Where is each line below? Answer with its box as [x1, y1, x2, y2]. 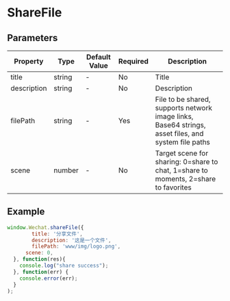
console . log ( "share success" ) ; [19, 262, 109, 270]
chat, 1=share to [155, 166, 209, 175]
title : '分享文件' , [31, 231, 84, 237]
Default [86, 53, 111, 62]
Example [7, 206, 45, 218]
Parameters [7, 32, 58, 44]
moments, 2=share [155, 174, 216, 183]
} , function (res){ [13, 256, 66, 263]
